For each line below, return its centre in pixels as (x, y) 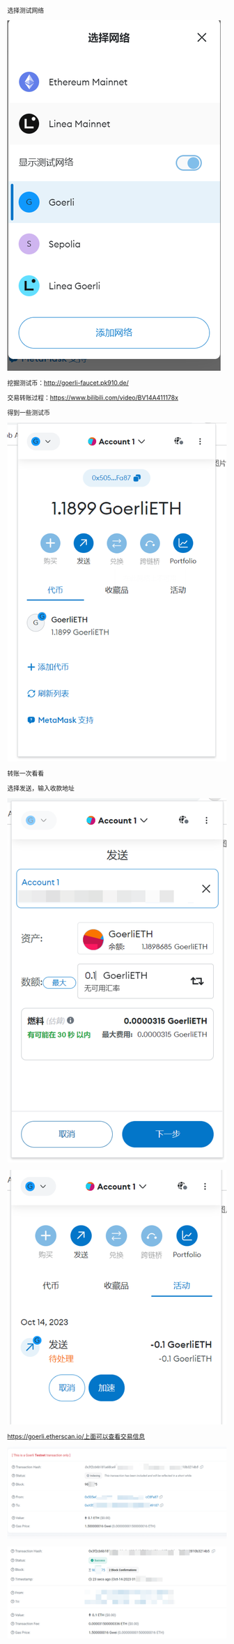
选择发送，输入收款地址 (41, 788)
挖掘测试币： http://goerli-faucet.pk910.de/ (68, 383)
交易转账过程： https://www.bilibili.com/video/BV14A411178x (93, 397)
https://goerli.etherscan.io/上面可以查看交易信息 (76, 1436)
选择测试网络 (25, 10)
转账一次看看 (25, 773)
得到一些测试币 (29, 412)
